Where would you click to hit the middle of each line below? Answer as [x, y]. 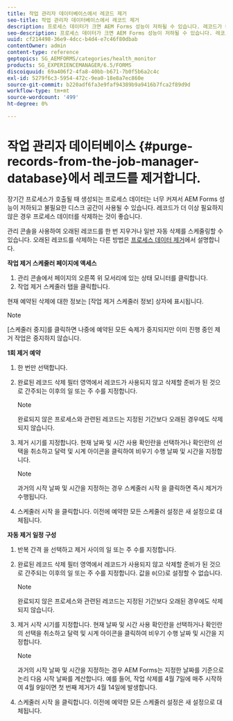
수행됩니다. [32, 496]
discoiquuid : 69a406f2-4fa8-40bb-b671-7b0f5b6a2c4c [83, 71]
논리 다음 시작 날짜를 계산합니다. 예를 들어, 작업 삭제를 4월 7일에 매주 [110, 678]
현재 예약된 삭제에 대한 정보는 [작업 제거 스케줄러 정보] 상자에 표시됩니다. [105, 301]
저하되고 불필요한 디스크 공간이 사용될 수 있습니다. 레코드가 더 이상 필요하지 [122, 207]
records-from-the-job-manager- [103, 162]
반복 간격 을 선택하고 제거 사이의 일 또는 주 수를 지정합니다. [97, 549]
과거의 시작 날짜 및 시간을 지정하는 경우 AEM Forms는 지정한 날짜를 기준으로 [120, 670]
